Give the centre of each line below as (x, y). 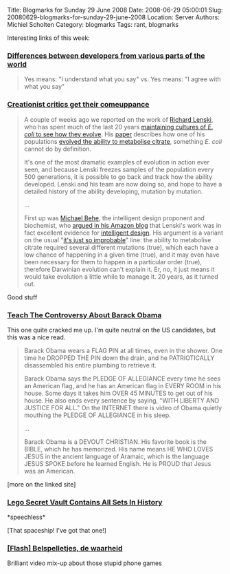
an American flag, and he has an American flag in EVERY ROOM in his (123, 385)
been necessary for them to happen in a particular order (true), (113, 262)
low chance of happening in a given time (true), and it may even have (122, 255)
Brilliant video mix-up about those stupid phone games (85, 563)
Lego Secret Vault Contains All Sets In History (85, 502)
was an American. (49, 471)
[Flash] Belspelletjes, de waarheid (65, 549)
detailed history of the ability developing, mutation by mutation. (113, 191)
